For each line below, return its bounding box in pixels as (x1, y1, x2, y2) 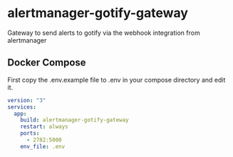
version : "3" (7, 97, 46, 104)
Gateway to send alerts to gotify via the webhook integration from (7, 28, 201, 37)
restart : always (20, 123, 69, 131)
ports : (20, 130, 40, 137)
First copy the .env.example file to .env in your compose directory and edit (7, 75, 226, 84)
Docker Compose (7, 57, 87, 69)
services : (7, 103, 37, 111)
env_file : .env (20, 143, 66, 150)
